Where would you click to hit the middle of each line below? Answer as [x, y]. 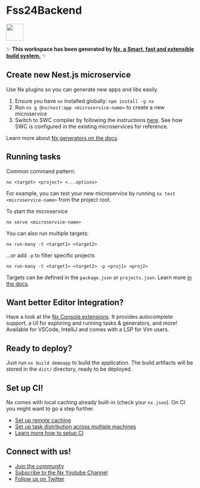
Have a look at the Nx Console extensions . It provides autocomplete [90, 317]
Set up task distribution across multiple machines [75, 426]
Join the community [39, 466]
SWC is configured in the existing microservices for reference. [91, 126]
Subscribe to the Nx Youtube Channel [61, 472]
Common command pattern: [41, 171]
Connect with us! [39, 452]
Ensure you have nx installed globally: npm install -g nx [84, 101]
